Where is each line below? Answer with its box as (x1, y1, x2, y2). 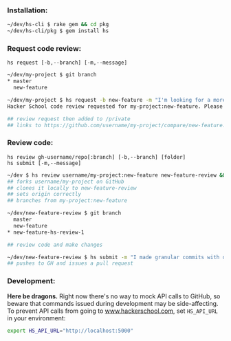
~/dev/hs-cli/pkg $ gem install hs (7, 27, 109, 34)
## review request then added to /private (7, 115, 131, 122)
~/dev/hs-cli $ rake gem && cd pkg (7, 21, 109, 28)
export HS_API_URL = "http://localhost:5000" (7, 327, 134, 334)
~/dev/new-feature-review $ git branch (7, 210, 122, 217)
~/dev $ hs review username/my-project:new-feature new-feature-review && (7, 171, 226, 179)
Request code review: (7, 43, 81, 53)
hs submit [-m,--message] (7, 159, 81, 166)
